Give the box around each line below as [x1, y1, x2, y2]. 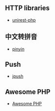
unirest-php [12, 17, 36, 23]
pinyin [12, 46, 25, 52]
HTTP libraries [5, 4, 50, 12]
